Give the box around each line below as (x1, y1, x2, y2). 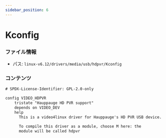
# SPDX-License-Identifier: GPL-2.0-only (5, 87, 94, 92)
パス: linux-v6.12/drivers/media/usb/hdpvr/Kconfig (12, 61, 122, 67)
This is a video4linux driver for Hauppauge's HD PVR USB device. (18, 115, 162, 120)
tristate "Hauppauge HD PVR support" (14, 100, 94, 106)
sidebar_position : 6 (5, 7, 49, 13)
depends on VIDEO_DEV (14, 105, 60, 111)
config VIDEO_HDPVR (5, 96, 47, 101)
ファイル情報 (5, 48, 37, 55)
